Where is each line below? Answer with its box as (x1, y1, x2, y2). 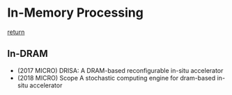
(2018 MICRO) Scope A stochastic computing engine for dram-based (17, 74, 216, 82)
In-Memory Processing (7, 5, 144, 21)
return (7, 28, 25, 36)
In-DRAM (7, 48, 48, 60)
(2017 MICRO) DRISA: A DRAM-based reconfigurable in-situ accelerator (17, 66, 224, 74)
